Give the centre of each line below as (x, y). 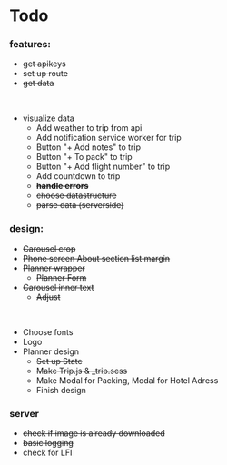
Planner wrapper (54, 268)
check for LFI (47, 453)
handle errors (62, 186)
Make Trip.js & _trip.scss (82, 371)
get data (38, 84)
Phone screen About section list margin (96, 258)
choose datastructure (76, 195)
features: (30, 45)
